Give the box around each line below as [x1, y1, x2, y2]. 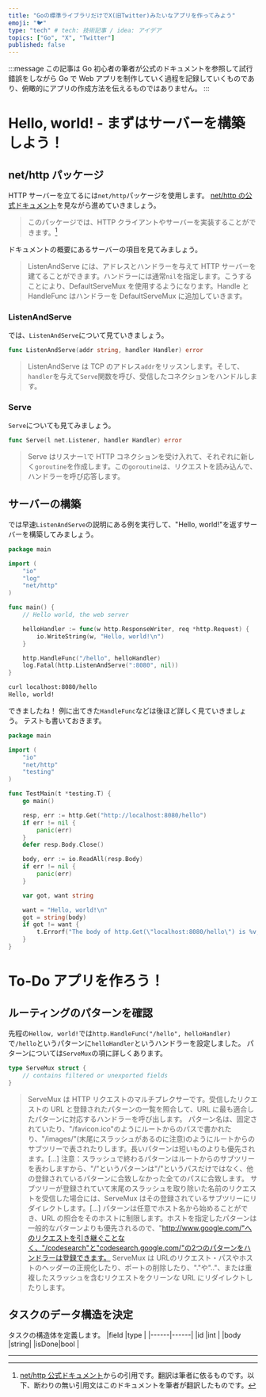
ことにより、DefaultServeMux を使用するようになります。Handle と [27, 281, 249, 290]
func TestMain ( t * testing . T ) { [8, 790, 112, 798]
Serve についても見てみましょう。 [8, 421, 116, 431]
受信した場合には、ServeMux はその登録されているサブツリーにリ [41, 1193, 257, 1203]
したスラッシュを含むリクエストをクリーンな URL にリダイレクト [34, 1273, 247, 1282]
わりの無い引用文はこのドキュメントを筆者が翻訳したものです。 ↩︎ [40, 1380, 256, 1390]
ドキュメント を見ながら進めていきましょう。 [14, 201, 161, 210]
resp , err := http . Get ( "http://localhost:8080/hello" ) [22, 811, 207, 819]
